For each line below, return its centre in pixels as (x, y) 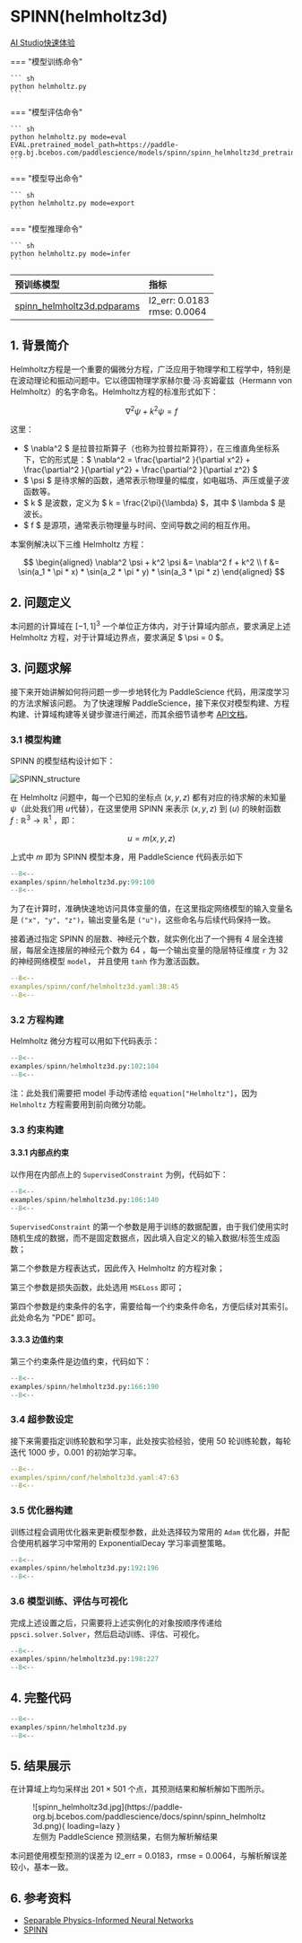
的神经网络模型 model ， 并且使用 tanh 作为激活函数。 (108, 962)
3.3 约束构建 (37, 1130)
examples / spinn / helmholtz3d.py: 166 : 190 (85, 1386)
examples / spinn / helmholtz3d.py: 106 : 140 (85, 1200)
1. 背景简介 (40, 346)
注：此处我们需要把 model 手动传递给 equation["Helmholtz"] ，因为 (134, 1093)
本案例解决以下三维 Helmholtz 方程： (78, 544)
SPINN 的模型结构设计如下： (63, 760)
